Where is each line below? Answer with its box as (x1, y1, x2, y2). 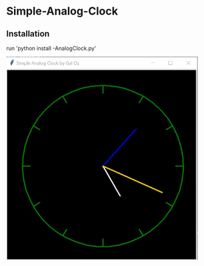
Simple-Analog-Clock (6, 4, 118, 18)
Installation (6, 29, 50, 39)
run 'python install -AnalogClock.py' (6, 44, 97, 52)
